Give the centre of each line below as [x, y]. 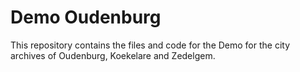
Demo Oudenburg [86, 17]
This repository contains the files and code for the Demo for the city [150, 45]
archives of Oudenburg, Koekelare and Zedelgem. [113, 55]
